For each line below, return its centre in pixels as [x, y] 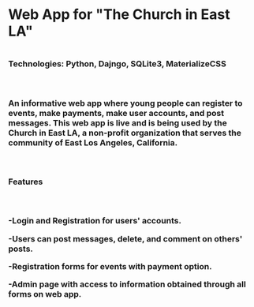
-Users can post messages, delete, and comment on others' [125, 238]
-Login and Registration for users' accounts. [95, 221]
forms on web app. [45, 294]
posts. [21, 249]
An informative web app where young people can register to [125, 103]
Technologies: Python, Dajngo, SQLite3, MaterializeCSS [117, 64]
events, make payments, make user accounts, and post [116, 113]
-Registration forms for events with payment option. [110, 267]
